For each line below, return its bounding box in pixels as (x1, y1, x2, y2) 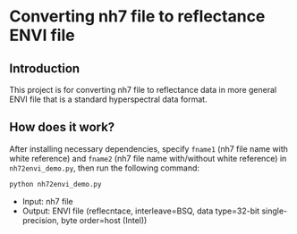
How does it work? (9, 120, 115, 135)
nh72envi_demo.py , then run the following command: (9, 163, 199, 173)
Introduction (9, 61, 81, 76)
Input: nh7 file (21, 196, 73, 206)
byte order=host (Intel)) (61, 214, 148, 225)
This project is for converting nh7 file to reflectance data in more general (9, 85, 277, 95)
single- (261, 205, 288, 216)
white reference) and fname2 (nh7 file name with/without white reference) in (9, 153, 287, 163)
